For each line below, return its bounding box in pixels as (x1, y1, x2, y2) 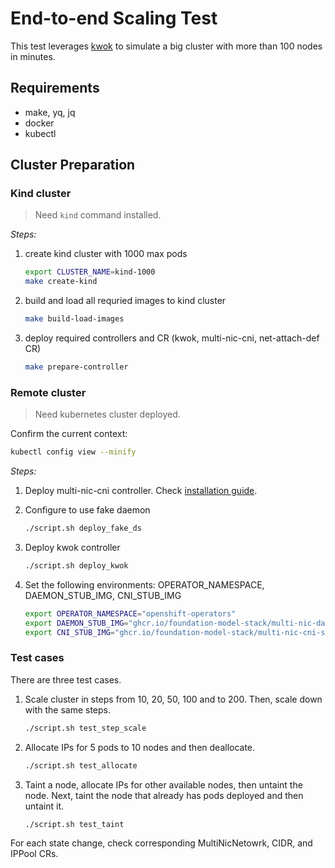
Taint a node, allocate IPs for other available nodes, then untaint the (24, 778, 303, 791)
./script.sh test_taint (24, 819, 125, 829)
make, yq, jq (24, 106, 76, 118)
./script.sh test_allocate (24, 760, 138, 771)
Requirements (10, 80, 100, 97)
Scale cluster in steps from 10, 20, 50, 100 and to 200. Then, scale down (24, 693, 323, 705)
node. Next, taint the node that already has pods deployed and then (24, 789, 304, 801)
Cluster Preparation (10, 157, 136, 174)
